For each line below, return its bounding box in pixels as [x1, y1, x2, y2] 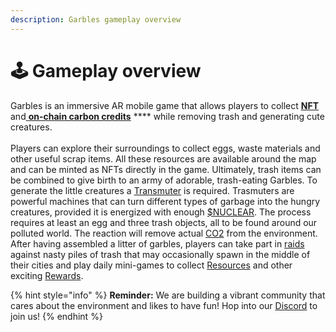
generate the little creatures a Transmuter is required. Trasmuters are [10, 184, 295, 196]
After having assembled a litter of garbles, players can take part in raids [10, 237, 305, 250]
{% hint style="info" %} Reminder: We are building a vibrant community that [10, 289, 326, 301]
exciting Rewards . [10, 269, 84, 281]
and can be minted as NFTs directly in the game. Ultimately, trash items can [10, 163, 322, 175]
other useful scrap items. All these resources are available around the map [10, 152, 317, 165]
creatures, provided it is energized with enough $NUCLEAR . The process [10, 206, 312, 218]
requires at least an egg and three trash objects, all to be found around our [10, 216, 318, 228]
